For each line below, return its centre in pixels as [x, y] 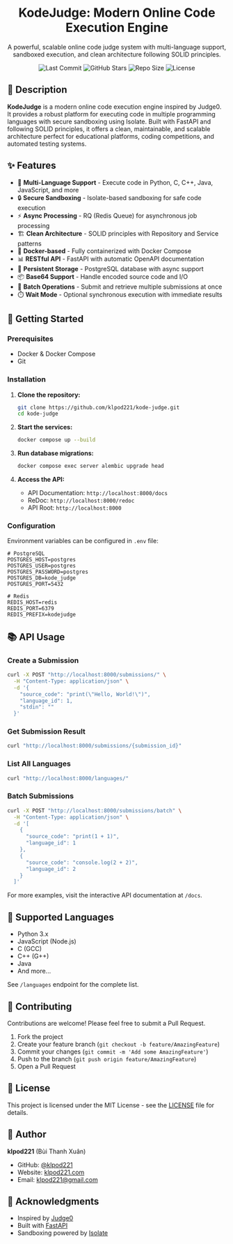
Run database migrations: [55, 453]
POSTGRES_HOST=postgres [42, 560]
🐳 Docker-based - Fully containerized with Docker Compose [104, 251]
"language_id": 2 [51, 869]
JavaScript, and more [48, 190]
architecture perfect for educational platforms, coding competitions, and [111, 136]
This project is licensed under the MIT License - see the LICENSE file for [111, 1105]
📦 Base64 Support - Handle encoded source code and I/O [103, 276]
